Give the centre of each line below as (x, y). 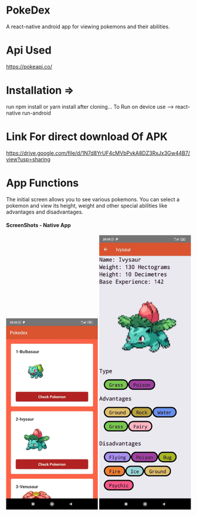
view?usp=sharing (28, 159)
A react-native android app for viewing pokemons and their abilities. (88, 26)
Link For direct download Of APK (87, 137)
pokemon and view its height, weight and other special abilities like (87, 205)
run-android (37, 113)
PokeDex (28, 10)
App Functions (43, 183)
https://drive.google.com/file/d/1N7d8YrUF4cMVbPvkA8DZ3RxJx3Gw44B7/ (98, 153)
